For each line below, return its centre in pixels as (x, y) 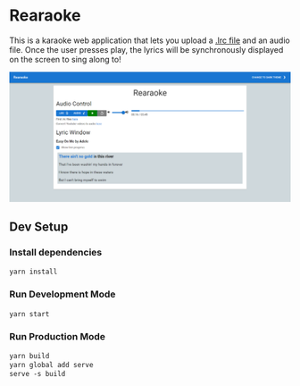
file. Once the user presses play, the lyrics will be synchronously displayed (146, 49)
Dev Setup (39, 227)
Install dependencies (56, 253)
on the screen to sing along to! (66, 59)
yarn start (29, 314)
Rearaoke (45, 16)
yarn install (33, 272)
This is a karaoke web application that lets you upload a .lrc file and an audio (150, 40)
